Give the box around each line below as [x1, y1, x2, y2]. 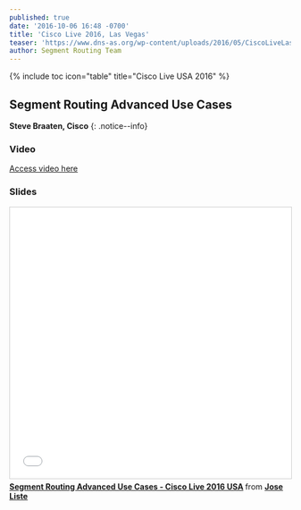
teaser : [9, 38, 38, 47]
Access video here [9, 163, 79, 174]
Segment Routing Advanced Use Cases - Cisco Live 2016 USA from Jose [9, 480, 284, 492]
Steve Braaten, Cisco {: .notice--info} [9, 120, 148, 131]
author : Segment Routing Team [9, 47, 122, 55]
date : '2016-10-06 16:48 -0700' [9, 21, 130, 30]
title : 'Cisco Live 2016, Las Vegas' [9, 30, 150, 38]
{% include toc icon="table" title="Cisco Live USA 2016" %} [9, 71, 230, 81]
